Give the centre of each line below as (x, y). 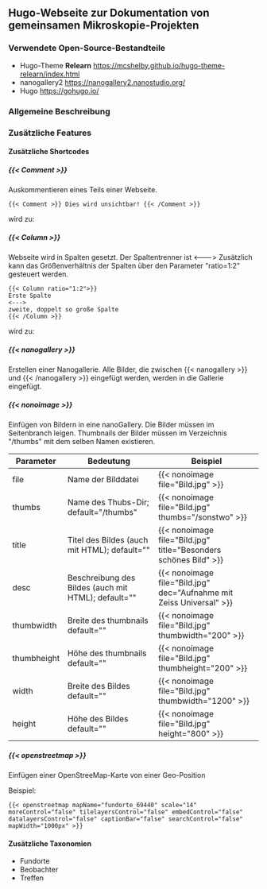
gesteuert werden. (39, 274)
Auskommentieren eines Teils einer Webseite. (83, 190)
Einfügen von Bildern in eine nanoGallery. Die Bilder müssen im (111, 425)
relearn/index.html (50, 74)
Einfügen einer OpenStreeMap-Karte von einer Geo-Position (107, 775)
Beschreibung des (101, 578)
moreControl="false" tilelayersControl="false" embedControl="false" (126, 812)
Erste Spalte (30, 296)
